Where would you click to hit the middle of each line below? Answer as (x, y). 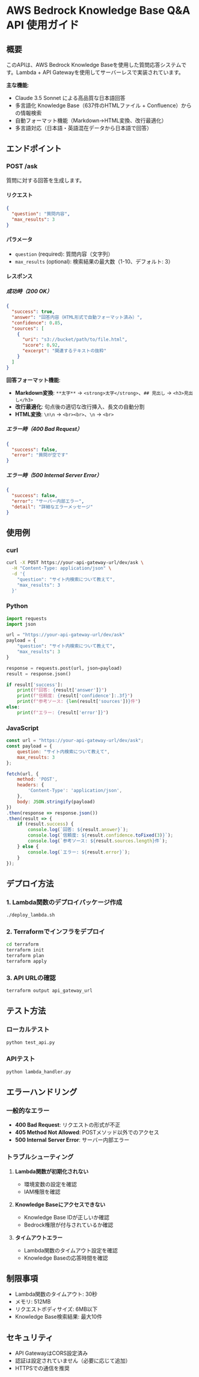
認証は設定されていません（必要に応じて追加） (73, 1361)
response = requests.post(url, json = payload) (64, 668)
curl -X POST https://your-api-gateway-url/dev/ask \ (75, 563)
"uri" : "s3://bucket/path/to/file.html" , (75, 340)
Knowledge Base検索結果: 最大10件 (58, 1317)
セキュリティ (30, 1338)
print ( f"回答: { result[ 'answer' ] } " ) (62, 690)
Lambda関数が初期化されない (52, 1171)
